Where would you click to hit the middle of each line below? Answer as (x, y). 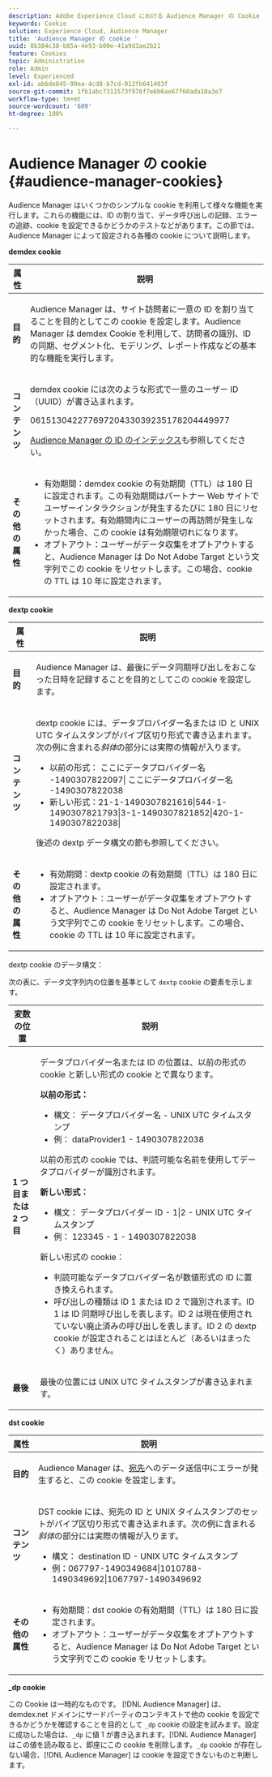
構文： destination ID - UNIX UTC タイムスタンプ (145, 1556)
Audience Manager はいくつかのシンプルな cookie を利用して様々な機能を (132, 204)
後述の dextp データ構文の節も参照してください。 (130, 842)
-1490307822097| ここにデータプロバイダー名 (141, 780)
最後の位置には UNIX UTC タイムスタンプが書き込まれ (142, 1382)
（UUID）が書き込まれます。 (84, 401)
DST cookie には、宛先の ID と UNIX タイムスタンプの (140, 1512)
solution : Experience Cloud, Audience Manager (88, 31)
